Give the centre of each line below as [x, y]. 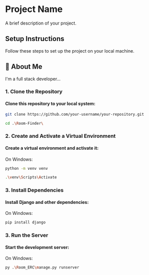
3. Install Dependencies [34, 190]
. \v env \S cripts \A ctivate [31, 177]
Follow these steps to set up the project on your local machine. [70, 51]
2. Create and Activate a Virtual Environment [60, 136]
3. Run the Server [27, 235]
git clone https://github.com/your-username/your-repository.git [74, 114]
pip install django [25, 222]
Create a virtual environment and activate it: [52, 148]
